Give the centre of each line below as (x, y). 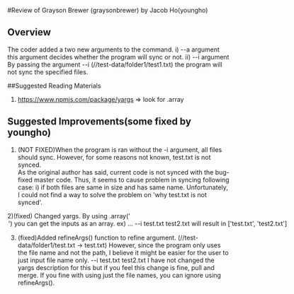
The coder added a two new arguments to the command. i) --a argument (113, 49)
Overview (29, 32)
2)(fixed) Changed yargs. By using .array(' (69, 216)
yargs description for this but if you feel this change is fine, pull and (116, 267)
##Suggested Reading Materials (54, 86)
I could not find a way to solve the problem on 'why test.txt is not (112, 194)
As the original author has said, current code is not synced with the (115, 172)
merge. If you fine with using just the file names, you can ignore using (119, 275)
